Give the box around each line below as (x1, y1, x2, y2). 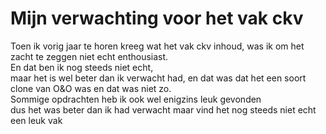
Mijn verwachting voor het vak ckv (10, 7, 304, 30)
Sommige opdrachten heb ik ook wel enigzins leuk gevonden (10, 93, 262, 105)
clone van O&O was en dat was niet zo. (10, 82, 172, 94)
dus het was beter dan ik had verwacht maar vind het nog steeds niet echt (10, 103, 317, 116)
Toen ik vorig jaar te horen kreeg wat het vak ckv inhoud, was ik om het (10, 40, 305, 52)
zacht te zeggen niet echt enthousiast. (10, 50, 169, 62)
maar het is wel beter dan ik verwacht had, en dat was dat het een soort (10, 72, 307, 84)
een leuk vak (10, 114, 63, 126)
